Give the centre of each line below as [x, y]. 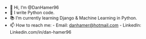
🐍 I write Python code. [32, 13]
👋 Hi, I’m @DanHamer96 [34, 7]
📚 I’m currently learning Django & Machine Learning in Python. [73, 18]
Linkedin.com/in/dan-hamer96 [40, 32]
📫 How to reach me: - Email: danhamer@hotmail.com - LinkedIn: [75, 25]
